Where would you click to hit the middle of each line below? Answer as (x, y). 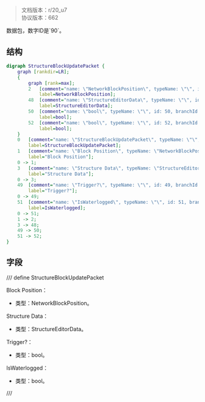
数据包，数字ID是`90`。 (36, 31)
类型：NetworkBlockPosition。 (54, 303)
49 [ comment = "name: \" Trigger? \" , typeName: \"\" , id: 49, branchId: (109, 185)
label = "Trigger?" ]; (53, 191)
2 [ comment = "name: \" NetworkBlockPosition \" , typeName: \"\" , (112, 89)
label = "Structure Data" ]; (61, 174)
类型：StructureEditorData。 (51, 329)
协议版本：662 (40, 18)
